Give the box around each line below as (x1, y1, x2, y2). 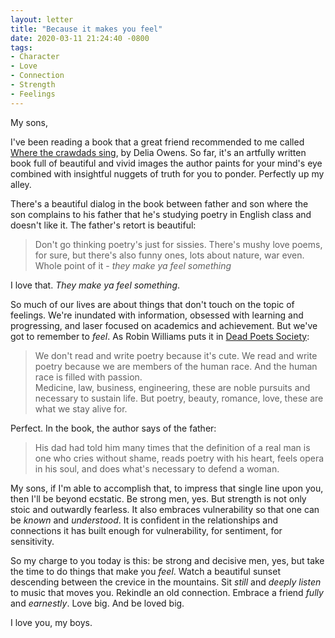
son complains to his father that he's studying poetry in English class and (10, 208, 312, 220)
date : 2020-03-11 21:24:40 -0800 (10, 33, 150, 43)
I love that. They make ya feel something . (10, 279, 181, 291)
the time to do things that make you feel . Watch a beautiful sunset (10, 565, 281, 577)
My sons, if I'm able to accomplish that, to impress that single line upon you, (10, 482, 324, 494)
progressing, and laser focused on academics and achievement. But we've (10, 319, 318, 331)
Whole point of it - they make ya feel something (34, 259, 232, 271)
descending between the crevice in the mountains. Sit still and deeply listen (10, 576, 322, 588)
